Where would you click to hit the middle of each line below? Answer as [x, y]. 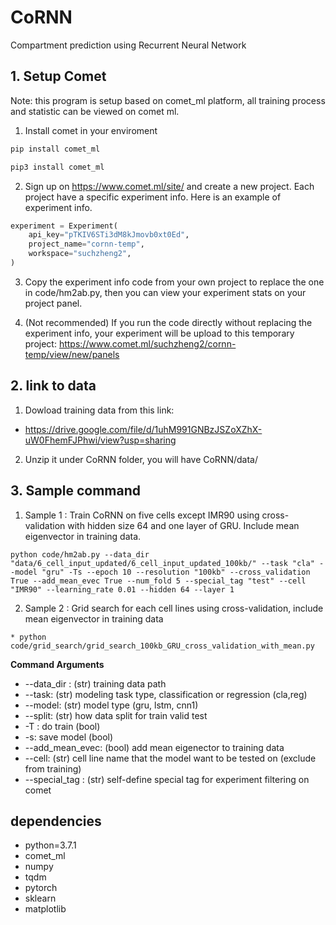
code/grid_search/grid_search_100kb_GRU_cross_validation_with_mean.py [162, 646]
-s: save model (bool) [69, 737]
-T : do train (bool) [62, 726]
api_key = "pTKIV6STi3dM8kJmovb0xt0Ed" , [109, 235]
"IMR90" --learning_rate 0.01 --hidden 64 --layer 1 [122, 589]
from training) [53, 768]
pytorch [41, 888]
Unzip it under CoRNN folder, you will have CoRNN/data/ [141, 459]
